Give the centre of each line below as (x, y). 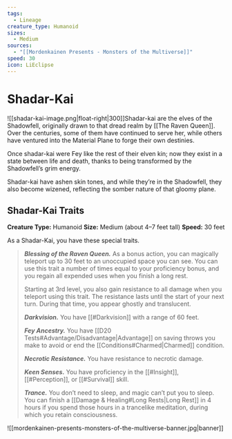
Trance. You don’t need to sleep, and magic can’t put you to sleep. (119, 393)
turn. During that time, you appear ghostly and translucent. (107, 304)
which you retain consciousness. (71, 415)
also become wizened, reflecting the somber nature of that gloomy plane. (112, 189)
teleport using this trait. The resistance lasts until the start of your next (124, 297)
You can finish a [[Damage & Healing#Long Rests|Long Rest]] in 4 (118, 400)
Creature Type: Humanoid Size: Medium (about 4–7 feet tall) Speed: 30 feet (116, 227)
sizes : (17, 33)
